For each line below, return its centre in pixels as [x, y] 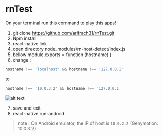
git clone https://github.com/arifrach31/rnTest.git [63, 33]
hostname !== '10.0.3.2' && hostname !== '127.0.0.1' [63, 88]
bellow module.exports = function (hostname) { [62, 55]
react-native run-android [38, 113]
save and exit [26, 108]
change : [22, 60]
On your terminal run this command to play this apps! [61, 23]
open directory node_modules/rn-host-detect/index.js [69, 49]
